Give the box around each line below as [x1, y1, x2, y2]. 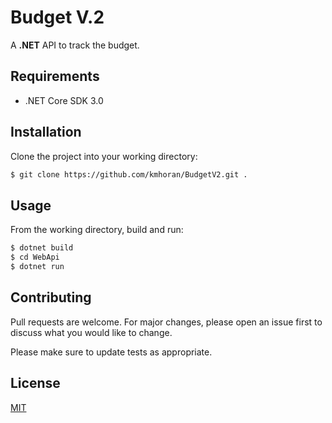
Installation [10, 124, 82, 141]
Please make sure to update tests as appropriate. [10, 346, 213, 358]
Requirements [10, 68, 100, 85]
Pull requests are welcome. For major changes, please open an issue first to [10, 316, 323, 328]
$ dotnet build [10, 243, 74, 253]
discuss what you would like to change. [10, 326, 173, 338]
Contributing [10, 289, 92, 306]
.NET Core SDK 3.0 [24, 94, 104, 106]
